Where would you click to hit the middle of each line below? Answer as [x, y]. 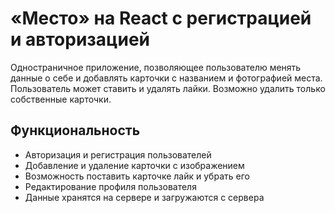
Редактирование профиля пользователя [110, 186]
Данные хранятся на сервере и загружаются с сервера [144, 197]
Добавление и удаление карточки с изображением [134, 165]
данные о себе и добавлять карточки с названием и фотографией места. [166, 78]
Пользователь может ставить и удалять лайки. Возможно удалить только [168, 88]
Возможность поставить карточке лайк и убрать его [137, 176]
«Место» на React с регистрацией [161, 18]
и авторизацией [80, 39]
